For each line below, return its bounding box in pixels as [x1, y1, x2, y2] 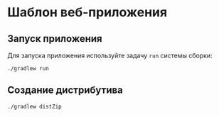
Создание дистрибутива [7, 84, 123, 96]
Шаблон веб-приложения [7, 4, 168, 21]
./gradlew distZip [7, 103, 62, 110]
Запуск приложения [7, 33, 102, 45]
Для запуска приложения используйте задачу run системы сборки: [7, 51, 213, 60]
